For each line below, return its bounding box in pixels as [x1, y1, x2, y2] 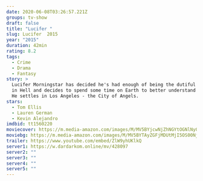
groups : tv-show [6, 14, 47, 21]
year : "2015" [6, 37, 39, 43]
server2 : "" [6, 149, 36, 155]
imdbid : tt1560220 [6, 121, 53, 127]
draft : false [6, 20, 39, 26]
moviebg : [6, 132, 28, 139]
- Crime [11, 59, 31, 65]
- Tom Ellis [11, 104, 42, 110]
